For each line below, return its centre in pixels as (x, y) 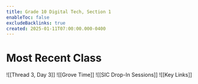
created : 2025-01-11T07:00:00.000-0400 (56, 28)
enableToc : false (28, 17)
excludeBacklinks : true (36, 23)
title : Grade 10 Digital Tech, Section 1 (59, 12)
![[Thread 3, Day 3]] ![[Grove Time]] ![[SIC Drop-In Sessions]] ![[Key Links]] (99, 75)
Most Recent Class (54, 58)
